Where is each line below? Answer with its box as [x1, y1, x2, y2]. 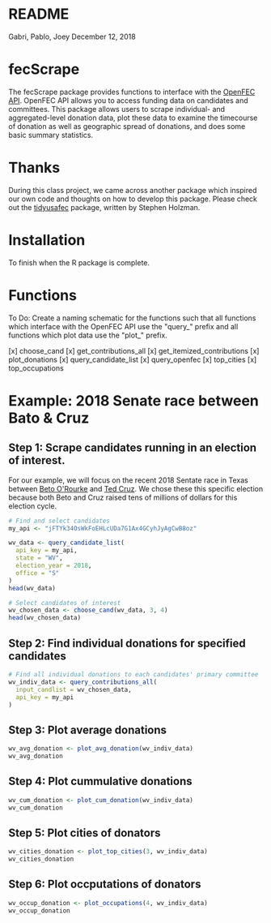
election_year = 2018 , [15, 561, 92, 570]
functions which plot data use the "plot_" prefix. [8, 330, 167, 340]
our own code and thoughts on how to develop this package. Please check [8, 194, 257, 204]
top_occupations [8, 363, 65, 373]
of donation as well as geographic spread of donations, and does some [8, 121, 246, 131]
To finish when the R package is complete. [8, 257, 150, 268]
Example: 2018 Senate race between [8, 391, 259, 410]
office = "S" [15, 569, 60, 577]
